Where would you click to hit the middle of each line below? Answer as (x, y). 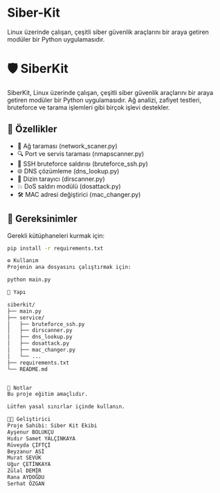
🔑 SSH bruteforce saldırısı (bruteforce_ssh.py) (83, 164)
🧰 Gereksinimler (42, 219)
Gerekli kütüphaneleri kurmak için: (56, 235)
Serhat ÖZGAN (26, 483)
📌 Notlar (20, 388)
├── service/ (26, 318)
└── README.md (28, 369)
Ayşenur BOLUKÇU (30, 432)
